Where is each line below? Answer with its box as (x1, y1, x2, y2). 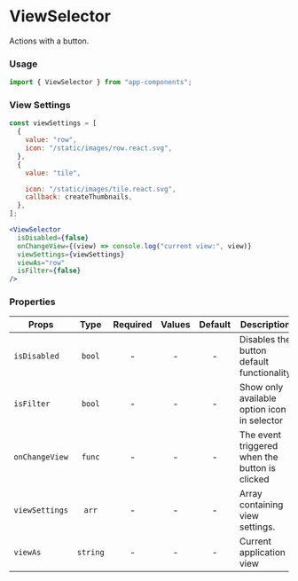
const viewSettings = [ (9, 119, 98, 128)
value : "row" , (25, 136, 77, 145)
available (239, 392, 277, 404)
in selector (239, 414, 284, 427)
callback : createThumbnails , (25, 192, 133, 201)
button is (239, 462, 277, 475)
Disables (239, 334, 276, 346)
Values (161, 318, 191, 331)
